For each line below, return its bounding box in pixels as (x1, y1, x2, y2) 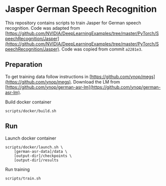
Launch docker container (5, 135, 56, 141)
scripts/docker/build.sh (5, 108, 56, 113)
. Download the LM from (70, 79, 120, 85)
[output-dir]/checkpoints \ (14, 153, 72, 158)
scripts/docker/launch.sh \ (5, 144, 63, 149)
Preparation (5, 60, 43, 69)
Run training (5, 166, 30, 172)
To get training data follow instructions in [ (5, 73, 92, 80)
